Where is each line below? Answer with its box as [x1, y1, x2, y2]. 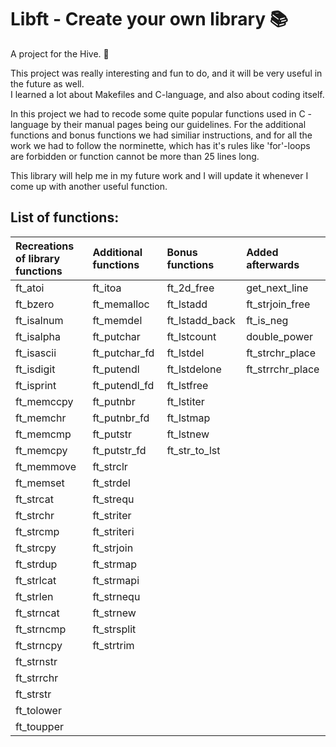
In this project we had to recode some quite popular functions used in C [10, 107, 306, 120]
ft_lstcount [166, 329, 217, 343]
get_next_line [246, 281, 309, 295]
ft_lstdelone [166, 362, 222, 376]
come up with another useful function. [10, 180, 168, 192]
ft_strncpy [15, 638, 63, 652]
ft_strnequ [92, 589, 141, 603]
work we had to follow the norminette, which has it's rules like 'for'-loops [10, 139, 311, 151]
